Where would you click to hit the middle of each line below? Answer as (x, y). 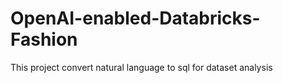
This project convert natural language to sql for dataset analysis (141, 67)
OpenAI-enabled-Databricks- (135, 18)
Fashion (44, 39)
